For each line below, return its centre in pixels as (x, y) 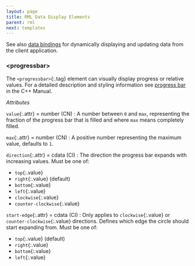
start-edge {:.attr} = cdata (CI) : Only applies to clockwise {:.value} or (88, 215)
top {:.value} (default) (40, 239)
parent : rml (20, 22)
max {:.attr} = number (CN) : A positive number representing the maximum (94, 137)
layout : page (22, 11)
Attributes (18, 102)
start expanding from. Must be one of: (52, 227)
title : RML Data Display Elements (48, 17)
